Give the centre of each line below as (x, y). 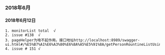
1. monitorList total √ (30, 31)
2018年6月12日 (20, 20)
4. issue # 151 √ (23, 49)
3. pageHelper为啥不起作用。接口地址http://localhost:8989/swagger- (72, 40)
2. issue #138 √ (23, 35)
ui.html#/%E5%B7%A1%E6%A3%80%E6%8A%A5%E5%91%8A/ (56, 45)
